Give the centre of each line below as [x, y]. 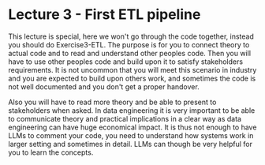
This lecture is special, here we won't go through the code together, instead [131, 36]
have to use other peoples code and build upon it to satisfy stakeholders [125, 62]
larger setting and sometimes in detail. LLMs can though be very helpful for [131, 144]
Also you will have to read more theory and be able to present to [112, 102]
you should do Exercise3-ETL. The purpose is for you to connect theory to [129, 44]
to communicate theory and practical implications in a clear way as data [125, 118]
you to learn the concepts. [51, 152]
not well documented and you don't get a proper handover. [104, 86]
